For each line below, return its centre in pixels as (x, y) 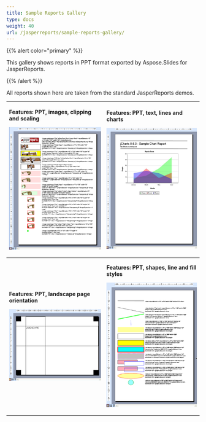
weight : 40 (20, 26)
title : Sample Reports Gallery (46, 13)
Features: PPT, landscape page (50, 294)
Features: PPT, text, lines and (144, 113)
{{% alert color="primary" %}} (45, 51)
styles (114, 274)
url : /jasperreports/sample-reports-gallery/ (65, 33)
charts (115, 119)
